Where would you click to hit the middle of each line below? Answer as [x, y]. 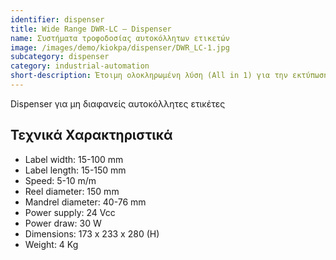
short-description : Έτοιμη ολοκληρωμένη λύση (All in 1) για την [149, 76]
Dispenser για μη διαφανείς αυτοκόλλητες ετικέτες [118, 103]
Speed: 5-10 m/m [60, 180]
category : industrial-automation [80, 66]
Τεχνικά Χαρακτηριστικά [91, 135]
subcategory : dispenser [60, 57]
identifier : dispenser [57, 19]
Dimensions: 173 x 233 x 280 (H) [92, 233]
